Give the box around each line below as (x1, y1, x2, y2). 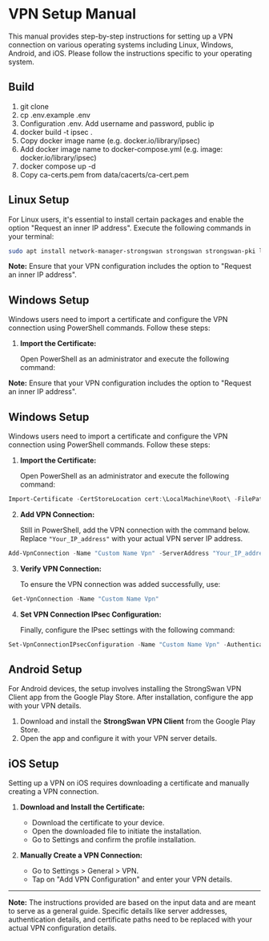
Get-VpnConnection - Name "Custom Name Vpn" (11, 595, 159, 603)
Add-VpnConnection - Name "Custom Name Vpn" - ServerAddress (8, 549, 210, 557)
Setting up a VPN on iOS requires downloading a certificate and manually (8, 778, 250, 788)
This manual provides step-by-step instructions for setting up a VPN (8, 31, 234, 41)
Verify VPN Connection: (19, 564, 102, 573)
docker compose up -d (19, 161, 96, 171)
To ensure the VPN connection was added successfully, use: (19, 579, 221, 589)
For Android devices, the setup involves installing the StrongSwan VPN (8, 684, 242, 694)
